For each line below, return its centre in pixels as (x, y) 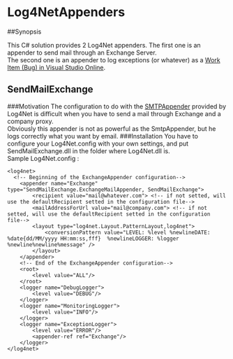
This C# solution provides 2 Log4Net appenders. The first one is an (104, 45)
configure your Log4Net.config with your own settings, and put (98, 143)
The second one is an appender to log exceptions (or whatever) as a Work (114, 59)
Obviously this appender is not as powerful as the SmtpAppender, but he (112, 128)
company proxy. (30, 121)
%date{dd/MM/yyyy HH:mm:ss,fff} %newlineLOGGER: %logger (93, 239)
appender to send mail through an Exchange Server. (82, 52)
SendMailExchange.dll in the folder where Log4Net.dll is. (89, 150)
